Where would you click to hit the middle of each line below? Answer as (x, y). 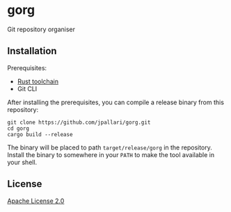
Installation (32, 51)
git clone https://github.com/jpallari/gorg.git (79, 122)
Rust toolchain (38, 81)
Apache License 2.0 (36, 201)
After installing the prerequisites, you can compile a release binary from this (116, 102)
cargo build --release (40, 134)
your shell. (22, 162)
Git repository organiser (41, 29)
